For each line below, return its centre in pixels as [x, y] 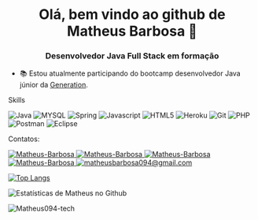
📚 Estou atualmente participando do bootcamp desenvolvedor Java [130, 73]
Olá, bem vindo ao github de [132, 15]
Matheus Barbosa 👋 [132, 31]
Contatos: [24, 139]
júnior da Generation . [53, 85]
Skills [17, 100]
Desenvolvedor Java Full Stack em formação [132, 56]
